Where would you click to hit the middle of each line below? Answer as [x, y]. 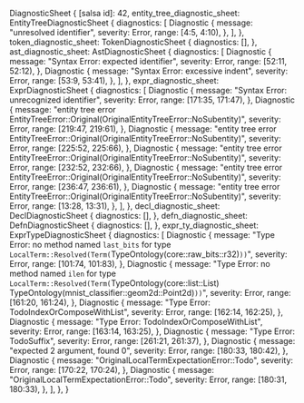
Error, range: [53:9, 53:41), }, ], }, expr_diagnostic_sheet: [114, 80]
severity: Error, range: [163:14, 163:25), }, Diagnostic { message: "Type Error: [152, 331]
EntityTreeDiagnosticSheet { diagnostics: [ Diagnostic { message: [131, 23]
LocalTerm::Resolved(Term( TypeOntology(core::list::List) [114, 283]
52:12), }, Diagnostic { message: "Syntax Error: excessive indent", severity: [149, 71]
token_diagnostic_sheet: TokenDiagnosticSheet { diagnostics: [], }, [133, 42]
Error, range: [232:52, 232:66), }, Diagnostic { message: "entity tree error [146, 167]
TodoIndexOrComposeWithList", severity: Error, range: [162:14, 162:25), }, [147, 312]
